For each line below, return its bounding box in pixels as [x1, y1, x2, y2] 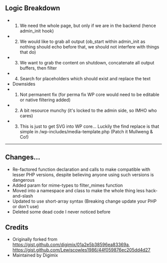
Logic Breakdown [5, 4, 61, 12]
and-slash [12, 193, 33, 199]
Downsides [12, 81, 36, 87]
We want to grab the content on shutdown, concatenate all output [19, 59, 155, 65]
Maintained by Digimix [12, 252, 58, 259]
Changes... [5, 153, 41, 162]
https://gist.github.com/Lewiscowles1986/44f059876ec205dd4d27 [12, 247, 151, 253]
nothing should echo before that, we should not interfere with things [19, 43, 160, 49]
